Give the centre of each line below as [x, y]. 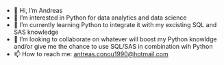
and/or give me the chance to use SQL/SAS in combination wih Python [113, 46]
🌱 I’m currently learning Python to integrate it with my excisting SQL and [115, 25]
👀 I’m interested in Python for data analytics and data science [100, 18]
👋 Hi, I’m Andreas [38, 10]
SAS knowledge [36, 32]
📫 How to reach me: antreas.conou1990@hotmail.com [91, 54]
